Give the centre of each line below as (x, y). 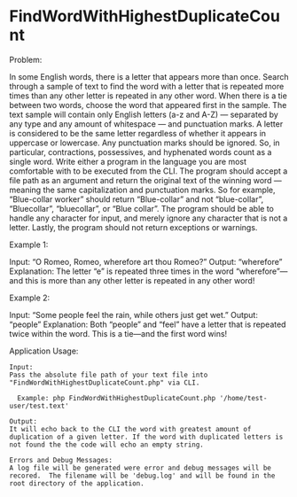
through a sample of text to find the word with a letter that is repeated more (147, 86)
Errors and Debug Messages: (61, 460)
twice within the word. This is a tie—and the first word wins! (118, 333)
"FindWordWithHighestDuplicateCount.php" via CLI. (105, 383)
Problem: (26, 59)
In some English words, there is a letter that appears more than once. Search (149, 76)
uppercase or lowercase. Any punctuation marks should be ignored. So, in (145, 143)
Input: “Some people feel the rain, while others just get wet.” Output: (134, 315)
